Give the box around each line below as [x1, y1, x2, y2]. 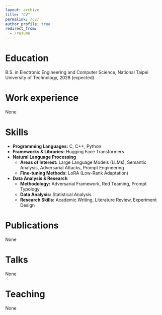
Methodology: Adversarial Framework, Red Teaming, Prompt [20, 180, 147, 186]
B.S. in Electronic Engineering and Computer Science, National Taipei [5, 69, 148, 75]
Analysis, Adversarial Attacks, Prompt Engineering [20, 164, 124, 170]
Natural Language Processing [12, 154, 76, 160]
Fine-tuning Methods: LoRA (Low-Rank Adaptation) [20, 170, 129, 176]
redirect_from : [5, 26, 37, 31]
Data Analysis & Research [12, 175, 68, 181]
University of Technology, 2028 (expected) [5, 74, 95, 81]
